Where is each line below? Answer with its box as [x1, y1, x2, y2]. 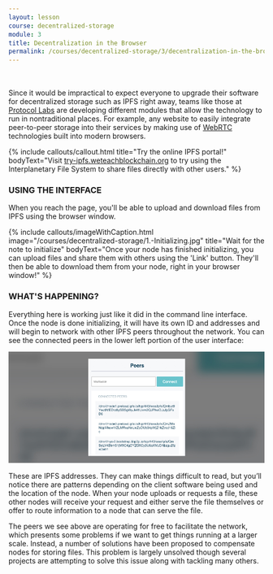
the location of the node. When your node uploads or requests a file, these [8, 488, 258, 498]
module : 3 [8, 30, 42, 38]
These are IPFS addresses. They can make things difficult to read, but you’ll [8, 471, 262, 481]
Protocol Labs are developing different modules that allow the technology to [8, 106, 262, 115]
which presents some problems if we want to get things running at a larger [8, 529, 258, 540]
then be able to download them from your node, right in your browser [8, 262, 240, 272]
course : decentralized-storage [8, 21, 115, 30]
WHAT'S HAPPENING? [8, 291, 99, 302]
